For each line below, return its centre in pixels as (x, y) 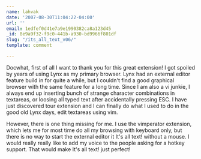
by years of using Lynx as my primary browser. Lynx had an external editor (98, 74)
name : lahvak (22, 12)
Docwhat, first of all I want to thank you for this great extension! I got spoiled (101, 67)
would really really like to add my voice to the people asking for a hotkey (95, 143)
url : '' (16, 23)
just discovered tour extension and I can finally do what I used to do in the (97, 106)
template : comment (29, 46)
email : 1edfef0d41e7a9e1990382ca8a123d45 (59, 28)
